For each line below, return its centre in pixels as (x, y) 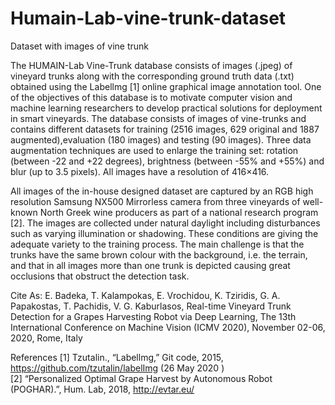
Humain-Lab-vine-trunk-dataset (148, 18)
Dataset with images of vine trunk (80, 46)
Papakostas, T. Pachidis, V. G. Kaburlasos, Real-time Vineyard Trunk (151, 306)
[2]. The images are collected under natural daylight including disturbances (165, 223)
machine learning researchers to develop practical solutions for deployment (166, 108)
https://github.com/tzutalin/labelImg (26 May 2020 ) (117, 368)
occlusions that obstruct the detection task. (100, 276)
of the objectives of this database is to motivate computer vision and (151, 97)
